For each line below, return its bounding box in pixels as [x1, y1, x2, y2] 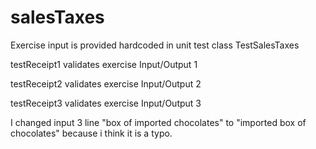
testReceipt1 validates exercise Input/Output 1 [10, 58, 198, 70]
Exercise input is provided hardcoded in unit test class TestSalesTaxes [10, 39, 300, 51]
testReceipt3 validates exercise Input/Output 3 [10, 97, 202, 109]
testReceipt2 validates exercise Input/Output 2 [10, 77, 202, 90]
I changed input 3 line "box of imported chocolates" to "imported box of [10, 116, 307, 128]
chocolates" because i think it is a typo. [10, 127, 173, 139]
